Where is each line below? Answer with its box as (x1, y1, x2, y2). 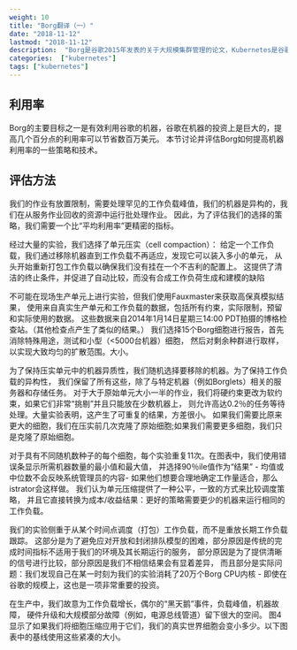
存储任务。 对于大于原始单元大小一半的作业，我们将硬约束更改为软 (32, 386, 275, 398)
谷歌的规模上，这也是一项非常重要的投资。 (9, 579, 164, 590)
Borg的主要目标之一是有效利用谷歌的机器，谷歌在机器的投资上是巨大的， (9, 122, 275, 133)
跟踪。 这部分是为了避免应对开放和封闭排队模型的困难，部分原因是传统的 (9, 535, 275, 546)
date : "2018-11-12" (9, 29, 81, 38)
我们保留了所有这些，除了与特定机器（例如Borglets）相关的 (57, 376, 274, 386)
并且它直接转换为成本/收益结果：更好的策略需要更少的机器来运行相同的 (26, 494, 286, 505)
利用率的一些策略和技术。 (9, 144, 103, 155)
